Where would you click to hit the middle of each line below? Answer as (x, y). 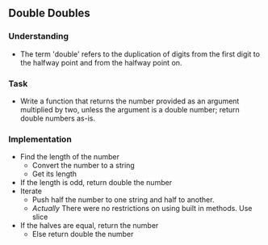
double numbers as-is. (57, 118)
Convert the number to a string (83, 166)
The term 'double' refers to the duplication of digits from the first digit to (140, 54)
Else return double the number (83, 234)
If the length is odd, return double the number (96, 183)
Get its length (54, 174)
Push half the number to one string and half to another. (123, 200)
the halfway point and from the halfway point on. (101, 62)
